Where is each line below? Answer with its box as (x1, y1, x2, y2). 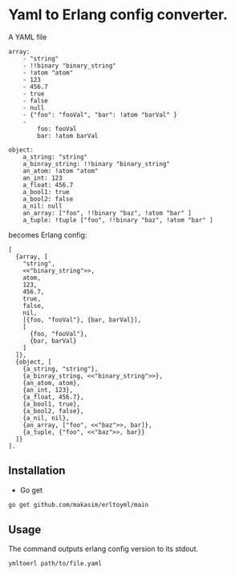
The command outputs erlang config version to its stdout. (8, 544, 199, 554)
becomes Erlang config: (8, 230, 87, 240)
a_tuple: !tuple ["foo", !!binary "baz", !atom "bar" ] (22, 216, 214, 224)
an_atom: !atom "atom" (22, 167, 99, 175)
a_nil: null (22, 202, 63, 210)
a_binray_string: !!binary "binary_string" (22, 160, 171, 168)
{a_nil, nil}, (22, 414, 70, 422)
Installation (8, 464, 66, 478)
